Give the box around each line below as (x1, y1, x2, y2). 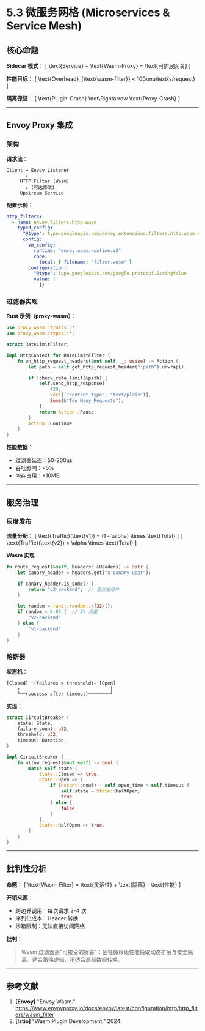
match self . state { (28, 765, 78, 772)
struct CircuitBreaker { (6, 714, 70, 721)
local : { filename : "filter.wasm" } (38, 259, 132, 265)
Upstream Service (20, 190, 64, 196)
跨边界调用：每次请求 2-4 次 (15, 907, 87, 914)
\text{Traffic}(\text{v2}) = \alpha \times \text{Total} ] (6, 539, 137, 546)
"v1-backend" (28, 625, 62, 632)
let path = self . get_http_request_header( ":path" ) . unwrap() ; (28, 363, 187, 370)
